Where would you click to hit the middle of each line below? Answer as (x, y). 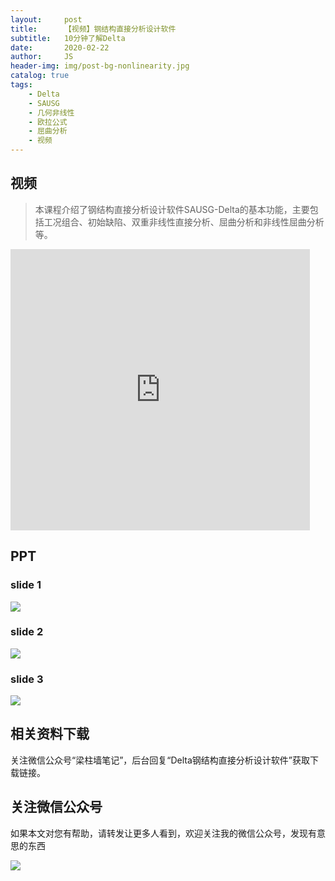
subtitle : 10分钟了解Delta (68, 38)
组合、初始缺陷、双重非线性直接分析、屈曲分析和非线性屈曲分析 (193, 222)
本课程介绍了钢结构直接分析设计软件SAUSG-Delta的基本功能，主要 (172, 209)
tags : (21, 85)
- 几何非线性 (51, 112)
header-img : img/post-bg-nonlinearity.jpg (100, 66)
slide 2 (27, 632)
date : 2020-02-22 (60, 47)
